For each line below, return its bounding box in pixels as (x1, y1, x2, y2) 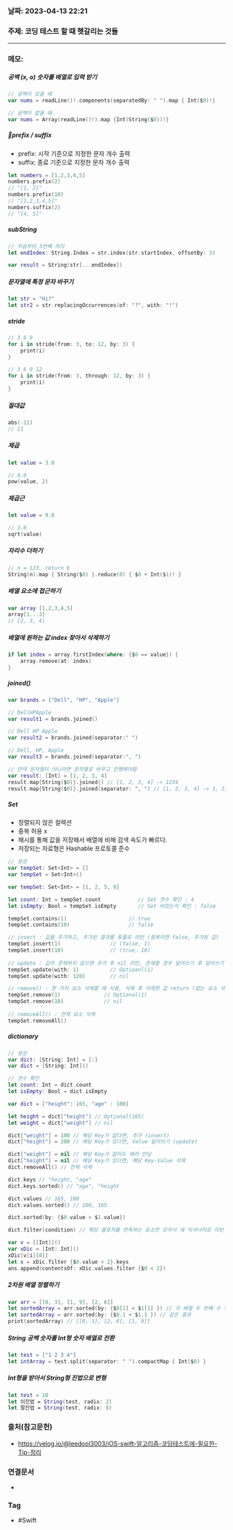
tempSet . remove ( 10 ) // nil (8, 998, 123, 1005)
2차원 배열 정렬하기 (8, 1281, 59, 1289)
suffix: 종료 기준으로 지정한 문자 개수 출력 (17, 158, 130, 166)
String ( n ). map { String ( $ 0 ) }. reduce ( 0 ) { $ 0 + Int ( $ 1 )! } (8, 571, 182, 578)
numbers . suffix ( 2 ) (8, 204, 61, 211)
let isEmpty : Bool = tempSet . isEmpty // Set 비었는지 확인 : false (8, 902, 216, 909)
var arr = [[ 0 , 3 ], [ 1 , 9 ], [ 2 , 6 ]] (8, 1299, 113, 1306)
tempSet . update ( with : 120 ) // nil (8, 972, 129, 979)
